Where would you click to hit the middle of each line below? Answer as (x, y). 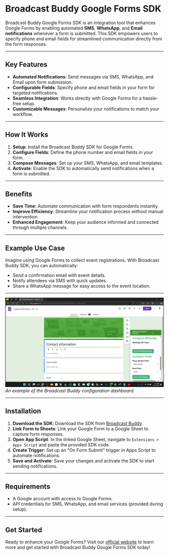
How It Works (27, 135)
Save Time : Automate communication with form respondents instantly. (86, 206)
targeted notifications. (35, 93)
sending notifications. (35, 466)
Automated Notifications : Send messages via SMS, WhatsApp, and (83, 76)
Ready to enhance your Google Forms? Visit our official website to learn (80, 542)
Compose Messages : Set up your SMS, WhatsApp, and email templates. (88, 163)
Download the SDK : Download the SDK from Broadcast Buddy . (78, 423)
